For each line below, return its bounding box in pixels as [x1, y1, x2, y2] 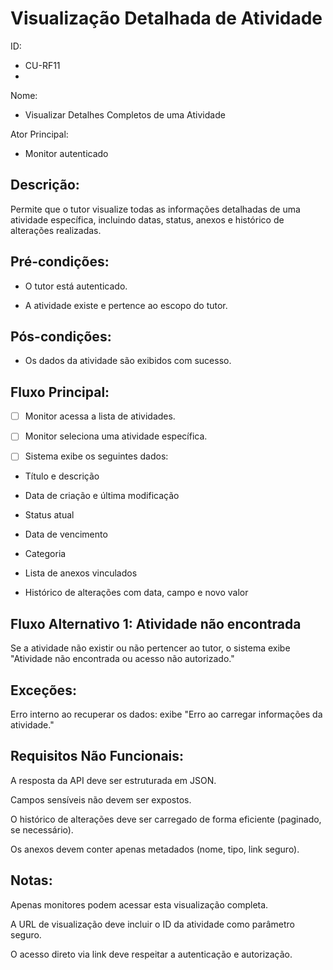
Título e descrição [24, 470, 100, 482]
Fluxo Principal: [10, 383, 110, 401]
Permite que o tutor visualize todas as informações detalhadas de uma [10, 203, 301, 215]
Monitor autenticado [24, 147, 109, 159]
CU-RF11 [24, 59, 61, 71]
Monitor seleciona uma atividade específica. [24, 430, 208, 442]
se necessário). [10, 823, 74, 836]
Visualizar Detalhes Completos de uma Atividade [24, 108, 226, 121]
